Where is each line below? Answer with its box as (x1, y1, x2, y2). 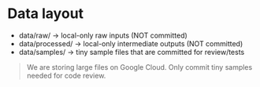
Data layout (7, 5, 84, 23)
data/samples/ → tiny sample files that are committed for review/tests (18, 47, 245, 56)
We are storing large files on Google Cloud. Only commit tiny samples (26, 62, 253, 71)
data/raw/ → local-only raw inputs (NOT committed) (18, 31, 188, 40)
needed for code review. (26, 71, 106, 80)
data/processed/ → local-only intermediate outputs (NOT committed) (18, 38, 243, 48)
